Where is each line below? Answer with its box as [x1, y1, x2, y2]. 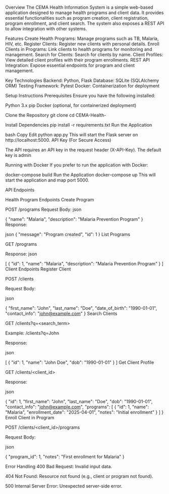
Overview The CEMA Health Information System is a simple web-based [5, 5, 153, 10]
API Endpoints [5, 187, 35, 193]
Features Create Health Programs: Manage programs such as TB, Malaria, [5, 35, 159, 41]
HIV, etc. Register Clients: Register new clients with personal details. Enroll [5, 41, 160, 47]
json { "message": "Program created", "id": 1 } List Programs [5, 232, 130, 237]
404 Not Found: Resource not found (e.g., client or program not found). [5, 473, 153, 479]
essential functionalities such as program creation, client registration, [5, 15, 149, 21]
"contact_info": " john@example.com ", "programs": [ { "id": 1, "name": [5, 404, 149, 410]
